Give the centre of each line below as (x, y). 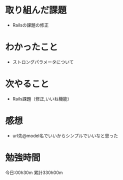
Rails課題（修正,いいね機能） (42, 98)
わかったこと (32, 47)
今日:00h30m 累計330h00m (34, 172)
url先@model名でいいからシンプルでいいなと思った (65, 135)
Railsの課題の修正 (30, 25)
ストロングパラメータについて (43, 62)
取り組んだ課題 (36, 10)
